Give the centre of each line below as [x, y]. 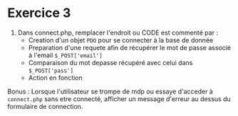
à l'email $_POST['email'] [66, 55]
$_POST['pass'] [51, 71]
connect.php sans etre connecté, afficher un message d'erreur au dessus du [119, 99]
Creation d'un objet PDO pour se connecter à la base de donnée [121, 40]
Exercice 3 [39, 13]
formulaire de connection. [45, 106]
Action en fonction [56, 77]
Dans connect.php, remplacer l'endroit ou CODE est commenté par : [118, 33]
